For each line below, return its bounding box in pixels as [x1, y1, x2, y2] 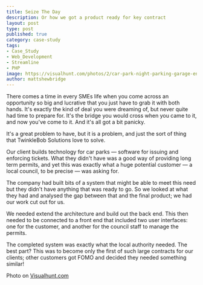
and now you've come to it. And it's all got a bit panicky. [6, 118, 146, 126]
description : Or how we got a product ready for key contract [6, 14, 166, 21]
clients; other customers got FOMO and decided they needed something [6, 254, 187, 261]
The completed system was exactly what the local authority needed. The [6, 241, 187, 248]
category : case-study [6, 37, 61, 43]
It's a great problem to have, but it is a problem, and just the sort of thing [6, 130, 187, 138]
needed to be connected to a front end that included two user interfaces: [6, 217, 188, 224]
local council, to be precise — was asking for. [6, 167, 120, 175]
